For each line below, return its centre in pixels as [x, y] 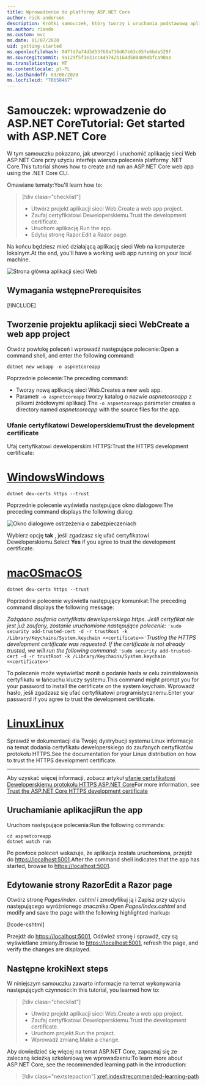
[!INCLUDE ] [21, 305]
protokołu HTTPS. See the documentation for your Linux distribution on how [102, 754]
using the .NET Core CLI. [38, 173]
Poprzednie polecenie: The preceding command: [68, 378]
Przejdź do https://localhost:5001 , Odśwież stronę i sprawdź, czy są [92, 937]
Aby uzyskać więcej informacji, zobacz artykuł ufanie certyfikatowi [91, 777]
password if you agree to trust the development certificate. [81, 699]
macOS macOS [45, 573]
